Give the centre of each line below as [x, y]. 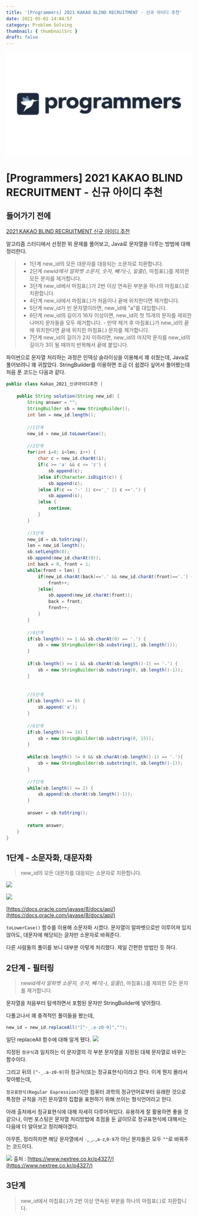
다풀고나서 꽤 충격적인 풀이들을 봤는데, [50, 1015]
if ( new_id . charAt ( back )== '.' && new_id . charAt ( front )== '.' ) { [115, 577]
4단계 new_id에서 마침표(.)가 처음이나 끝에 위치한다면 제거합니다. [104, 300]
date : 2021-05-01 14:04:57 [39, 19]
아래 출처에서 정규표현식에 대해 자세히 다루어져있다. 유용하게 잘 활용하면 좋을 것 [97, 1111]
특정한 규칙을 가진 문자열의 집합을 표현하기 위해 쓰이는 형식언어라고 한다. [89, 1099]
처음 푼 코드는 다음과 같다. [36, 372]
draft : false [22, 37]
